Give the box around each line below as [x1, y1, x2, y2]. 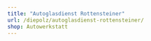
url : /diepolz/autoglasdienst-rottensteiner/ [7, 17, 144, 24]
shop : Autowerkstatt [7, 23, 69, 30]
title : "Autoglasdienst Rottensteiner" [7, 10, 125, 17]
